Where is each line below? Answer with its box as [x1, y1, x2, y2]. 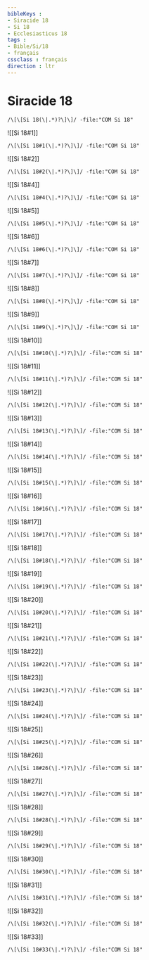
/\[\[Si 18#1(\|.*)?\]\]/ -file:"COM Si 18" [7, 142, 140, 149]
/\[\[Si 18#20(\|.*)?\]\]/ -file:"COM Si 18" [7, 609, 143, 616]
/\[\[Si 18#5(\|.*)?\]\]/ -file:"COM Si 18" [7, 219, 140, 227]
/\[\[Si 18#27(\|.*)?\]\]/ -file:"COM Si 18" [7, 791, 143, 798]
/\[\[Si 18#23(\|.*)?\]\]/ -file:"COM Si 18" [7, 686, 143, 693]
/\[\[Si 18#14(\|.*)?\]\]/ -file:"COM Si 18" [7, 453, 143, 461]
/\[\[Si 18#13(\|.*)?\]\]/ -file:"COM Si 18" [7, 427, 143, 435]
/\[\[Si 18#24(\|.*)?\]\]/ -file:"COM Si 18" [7, 712, 143, 719]
